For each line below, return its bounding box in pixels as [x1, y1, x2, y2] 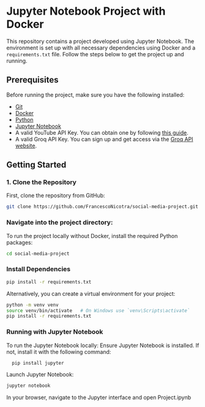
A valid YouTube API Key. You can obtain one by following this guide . [15, 129, 188, 136]
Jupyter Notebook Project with [6, 4, 166, 18]
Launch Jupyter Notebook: [6, 371, 74, 378]
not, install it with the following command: [6, 348, 111, 356]
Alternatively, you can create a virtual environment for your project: [6, 289, 176, 297]
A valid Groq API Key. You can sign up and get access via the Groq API [15, 135, 194, 143]
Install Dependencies [6, 265, 71, 274]
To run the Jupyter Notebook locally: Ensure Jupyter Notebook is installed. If [6, 342, 199, 349]
